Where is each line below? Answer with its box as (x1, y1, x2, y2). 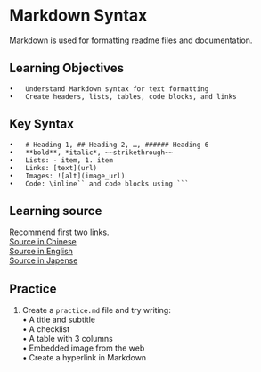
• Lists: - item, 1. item (9, 155, 114, 165)
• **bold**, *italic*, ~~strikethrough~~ (9, 148, 174, 157)
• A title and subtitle (21, 314, 96, 326)
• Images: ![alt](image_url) (9, 171, 126, 180)
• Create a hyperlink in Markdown (21, 352, 147, 363)
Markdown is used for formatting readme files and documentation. (9, 35, 253, 45)
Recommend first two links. (9, 227, 110, 237)
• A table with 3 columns (21, 334, 113, 344)
